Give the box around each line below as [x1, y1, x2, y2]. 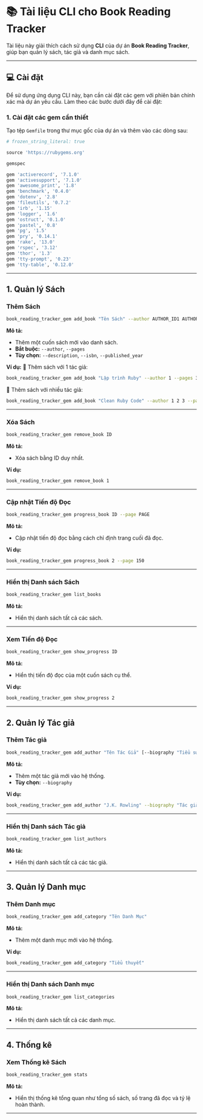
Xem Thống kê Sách [6, 1058, 66, 1066]
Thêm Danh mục [6, 900, 56, 908]
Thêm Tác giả [6, 736, 47, 744]
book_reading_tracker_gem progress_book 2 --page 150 [6, 558, 145, 564]
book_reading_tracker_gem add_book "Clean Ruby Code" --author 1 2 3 [6, 398, 185, 404]
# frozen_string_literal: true [6, 139, 85, 145]
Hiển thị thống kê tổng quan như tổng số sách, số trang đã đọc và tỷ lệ [14, 1094, 191, 1101]
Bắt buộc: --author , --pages [14, 345, 85, 352]
